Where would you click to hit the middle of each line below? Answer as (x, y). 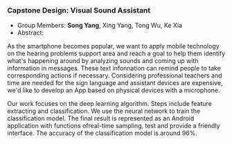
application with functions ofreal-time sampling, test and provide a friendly (114, 126)
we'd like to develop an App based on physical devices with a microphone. (114, 90)
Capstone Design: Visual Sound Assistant (79, 10)
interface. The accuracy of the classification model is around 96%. (102, 133)
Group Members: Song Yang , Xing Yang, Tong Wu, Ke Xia (99, 26)
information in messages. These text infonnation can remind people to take (114, 69)
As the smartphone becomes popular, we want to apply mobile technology (113, 46)
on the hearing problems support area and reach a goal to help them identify (116, 53)
